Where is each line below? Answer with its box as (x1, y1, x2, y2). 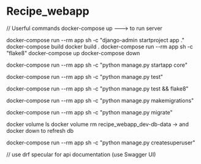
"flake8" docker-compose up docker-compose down (6, 49, 140, 56)
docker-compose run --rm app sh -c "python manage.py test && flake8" (6, 84, 189, 92)
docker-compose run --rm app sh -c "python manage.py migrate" (6, 108, 173, 116)
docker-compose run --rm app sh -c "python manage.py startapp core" (6, 61, 188, 69)
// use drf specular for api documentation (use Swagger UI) (6, 151, 156, 158)
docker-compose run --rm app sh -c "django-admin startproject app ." (6, 36, 185, 43)
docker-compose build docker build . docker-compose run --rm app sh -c (6, 43, 193, 50)
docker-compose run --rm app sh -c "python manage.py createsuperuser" (6, 139, 195, 146)
